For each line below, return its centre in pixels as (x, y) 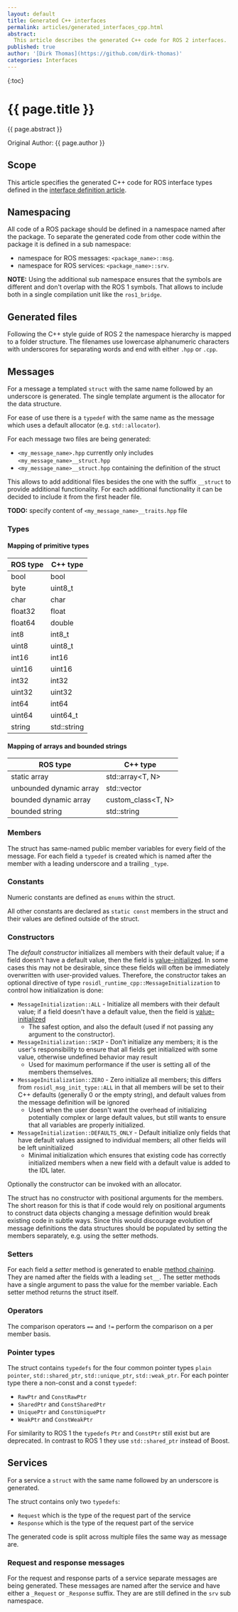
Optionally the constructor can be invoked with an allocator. (94, 1184)
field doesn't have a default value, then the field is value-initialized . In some (118, 960)
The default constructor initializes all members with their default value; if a (116, 953)
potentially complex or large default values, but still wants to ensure (127, 1118)
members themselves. (61, 1072)
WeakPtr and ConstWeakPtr (55, 1419)
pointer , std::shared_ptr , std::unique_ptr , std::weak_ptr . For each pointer (118, 1375)
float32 (23, 611)
